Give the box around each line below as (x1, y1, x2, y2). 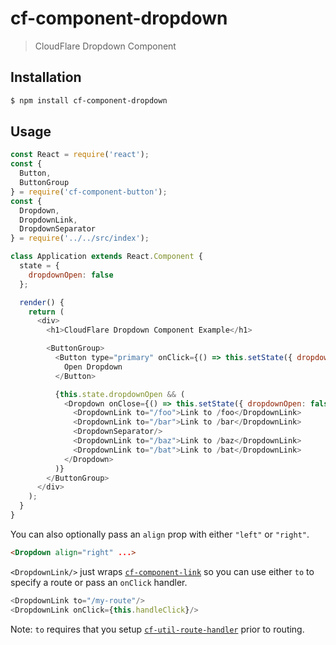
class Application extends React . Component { (10, 252, 203, 262)
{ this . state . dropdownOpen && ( (54, 389, 186, 399)
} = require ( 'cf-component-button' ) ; (10, 187, 168, 197)
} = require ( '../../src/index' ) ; (10, 233, 150, 244)
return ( (28, 307, 65, 317)
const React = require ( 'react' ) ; (10, 150, 150, 160)
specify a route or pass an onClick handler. (10, 576, 188, 588)
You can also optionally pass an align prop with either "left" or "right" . (10, 528, 310, 540)
